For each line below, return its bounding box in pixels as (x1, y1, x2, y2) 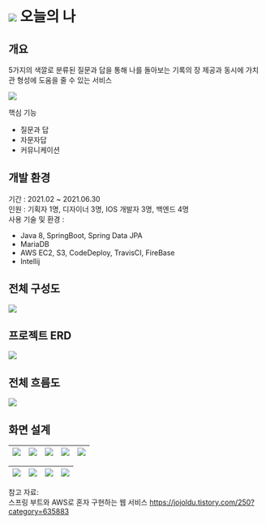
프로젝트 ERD (8, 329, 71, 343)
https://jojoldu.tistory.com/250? (149, 497, 255, 507)
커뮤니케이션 (19, 145, 61, 155)
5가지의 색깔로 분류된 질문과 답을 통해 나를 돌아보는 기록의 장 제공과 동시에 (8, 66, 244, 75)
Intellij (19, 256, 41, 266)
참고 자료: (8, 488, 39, 497)
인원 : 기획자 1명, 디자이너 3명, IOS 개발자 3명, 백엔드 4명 (8, 204, 189, 214)
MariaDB (19, 239, 50, 249)
